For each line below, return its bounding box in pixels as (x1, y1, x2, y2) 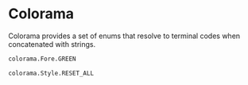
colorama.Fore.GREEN (8, 55, 77, 63)
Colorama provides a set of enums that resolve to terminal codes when (8, 31, 241, 41)
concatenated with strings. (8, 39, 96, 48)
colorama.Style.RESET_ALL (8, 69, 94, 77)
